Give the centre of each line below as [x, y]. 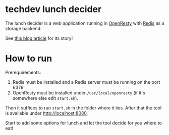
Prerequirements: [23, 72]
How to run [29, 58]
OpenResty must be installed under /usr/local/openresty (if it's [79, 93]
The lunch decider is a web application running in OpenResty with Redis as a [85, 23]
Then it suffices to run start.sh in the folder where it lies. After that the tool [83, 108]
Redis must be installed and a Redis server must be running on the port [86, 82]
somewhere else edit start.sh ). [45, 98]
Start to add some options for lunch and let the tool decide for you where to [84, 123]
